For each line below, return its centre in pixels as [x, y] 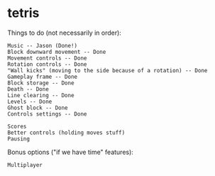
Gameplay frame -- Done [43, 77]
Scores [17, 126]
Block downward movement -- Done [57, 52]
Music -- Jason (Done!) [43, 45]
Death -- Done [28, 89]
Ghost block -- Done [38, 108]
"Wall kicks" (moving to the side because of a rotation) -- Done [107, 70]
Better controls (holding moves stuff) [66, 133]
